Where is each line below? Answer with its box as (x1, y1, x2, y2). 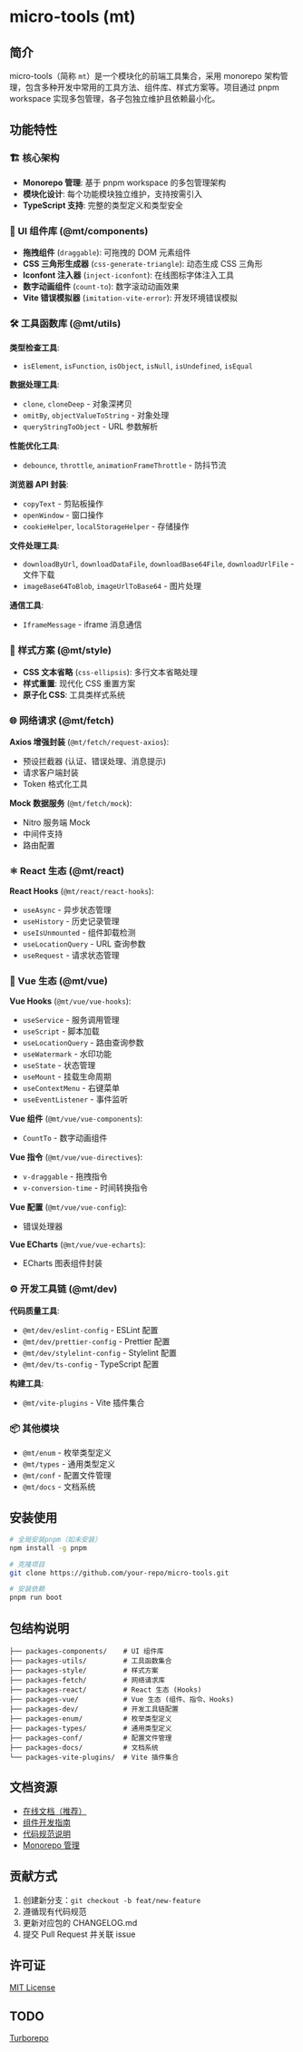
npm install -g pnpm (9, 1543, 88, 1553)
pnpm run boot (9, 1593, 64, 1603)
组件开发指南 (22, 1817, 71, 1828)
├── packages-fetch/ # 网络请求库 (9, 1675, 166, 1684)
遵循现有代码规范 (22, 1906, 87, 1917)
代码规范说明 (22, 1828, 71, 1839)
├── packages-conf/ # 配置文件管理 (9, 1733, 172, 1743)
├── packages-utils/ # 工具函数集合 (9, 1656, 172, 1665)
